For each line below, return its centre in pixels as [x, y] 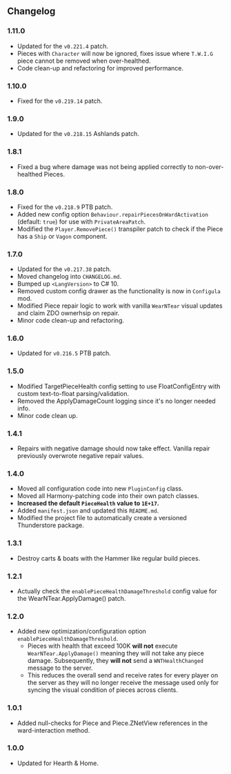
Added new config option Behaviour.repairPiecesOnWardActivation [113, 214]
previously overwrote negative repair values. [80, 456]
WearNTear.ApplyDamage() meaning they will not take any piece [116, 653]
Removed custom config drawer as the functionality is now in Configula [119, 291]
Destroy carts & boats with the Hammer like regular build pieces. [109, 558]
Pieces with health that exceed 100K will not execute [102, 646]
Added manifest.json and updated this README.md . [88, 510]
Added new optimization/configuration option [82, 631]
